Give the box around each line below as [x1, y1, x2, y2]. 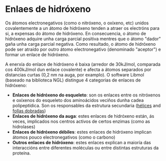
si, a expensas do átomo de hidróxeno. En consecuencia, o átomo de [5, 30, 147, 36]
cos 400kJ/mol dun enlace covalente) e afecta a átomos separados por [5, 66, 152, 73]
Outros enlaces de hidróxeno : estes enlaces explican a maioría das [12, 139, 152, 145]
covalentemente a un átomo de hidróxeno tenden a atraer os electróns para [5, 25, 160, 31]
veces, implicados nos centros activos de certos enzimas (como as [12, 118, 150, 124]
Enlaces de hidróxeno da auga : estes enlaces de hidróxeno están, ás [12, 113, 155, 119]
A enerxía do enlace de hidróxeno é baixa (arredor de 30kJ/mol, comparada [5, 61, 161, 67]
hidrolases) [12, 123, 36, 130]
